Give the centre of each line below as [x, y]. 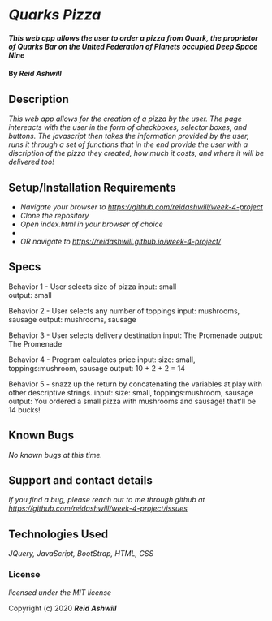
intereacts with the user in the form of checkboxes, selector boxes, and [128, 127]
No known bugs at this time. [56, 455]
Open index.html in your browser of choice [92, 224]
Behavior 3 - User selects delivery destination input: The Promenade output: [136, 335]
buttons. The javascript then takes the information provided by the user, [129, 136]
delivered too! [31, 162]
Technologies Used [58, 534]
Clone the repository [54, 216]
